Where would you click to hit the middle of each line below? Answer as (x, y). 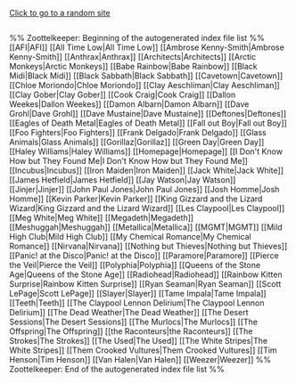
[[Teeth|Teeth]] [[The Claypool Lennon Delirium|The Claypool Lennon (137, 303)
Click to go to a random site (60, 13)
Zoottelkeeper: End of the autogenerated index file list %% (117, 369)
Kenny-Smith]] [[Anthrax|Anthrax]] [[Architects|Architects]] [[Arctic (133, 57)
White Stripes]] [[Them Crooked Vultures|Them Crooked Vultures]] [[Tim (144, 350)
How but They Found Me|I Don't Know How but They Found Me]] (128, 161)
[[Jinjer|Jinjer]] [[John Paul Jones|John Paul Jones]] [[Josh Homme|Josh (144, 189)
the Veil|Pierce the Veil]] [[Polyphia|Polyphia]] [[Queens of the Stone (135, 265)
